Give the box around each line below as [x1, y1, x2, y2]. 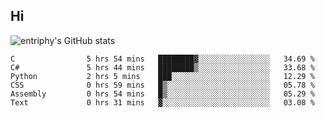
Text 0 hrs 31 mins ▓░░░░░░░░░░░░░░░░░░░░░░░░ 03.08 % [10, 97, 315, 108]
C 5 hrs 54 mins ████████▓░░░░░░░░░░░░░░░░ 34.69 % [10, 54, 315, 64]
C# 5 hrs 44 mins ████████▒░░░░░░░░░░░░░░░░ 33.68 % [10, 62, 315, 73]
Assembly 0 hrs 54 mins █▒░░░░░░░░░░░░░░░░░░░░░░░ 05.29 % [10, 89, 315, 99]
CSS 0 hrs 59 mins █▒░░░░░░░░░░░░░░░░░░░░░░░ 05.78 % [10, 80, 315, 90]
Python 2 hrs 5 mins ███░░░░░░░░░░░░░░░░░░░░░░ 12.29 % [10, 71, 315, 81]
